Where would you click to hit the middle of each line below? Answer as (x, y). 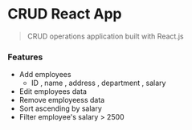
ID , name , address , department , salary (98, 83)
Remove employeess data (62, 100)
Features (25, 57)
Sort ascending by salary (60, 108)
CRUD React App (65, 14)
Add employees (45, 75)
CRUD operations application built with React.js (105, 36)
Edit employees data (53, 91)
